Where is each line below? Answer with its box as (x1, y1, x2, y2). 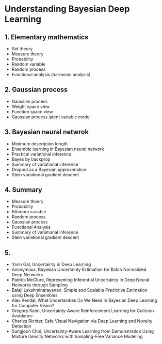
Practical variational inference (11, 151, 71, 157)
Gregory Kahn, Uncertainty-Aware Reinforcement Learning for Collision (11, 308, 154, 313)
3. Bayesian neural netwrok (4, 128, 89, 136)
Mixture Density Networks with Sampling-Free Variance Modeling (11, 333, 143, 340)
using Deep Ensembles (11, 292, 58, 298)
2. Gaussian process (4, 86, 68, 94)
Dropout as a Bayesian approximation (11, 166, 87, 172)
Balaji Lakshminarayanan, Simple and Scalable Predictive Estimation (11, 287, 147, 293)
